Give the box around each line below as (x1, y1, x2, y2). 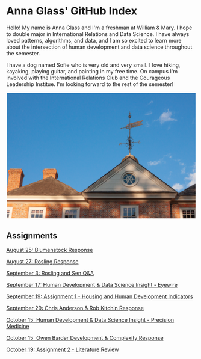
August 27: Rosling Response (6, 258, 79, 265)
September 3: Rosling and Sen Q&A (6, 269, 94, 277)
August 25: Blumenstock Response (6, 247, 93, 254)
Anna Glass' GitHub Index (6, 4, 137, 18)
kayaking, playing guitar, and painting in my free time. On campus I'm (6, 67, 178, 75)
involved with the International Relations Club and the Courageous (6, 74, 170, 81)
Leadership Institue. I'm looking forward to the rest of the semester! (6, 80, 174, 88)
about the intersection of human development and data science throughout (6, 43, 193, 51)
